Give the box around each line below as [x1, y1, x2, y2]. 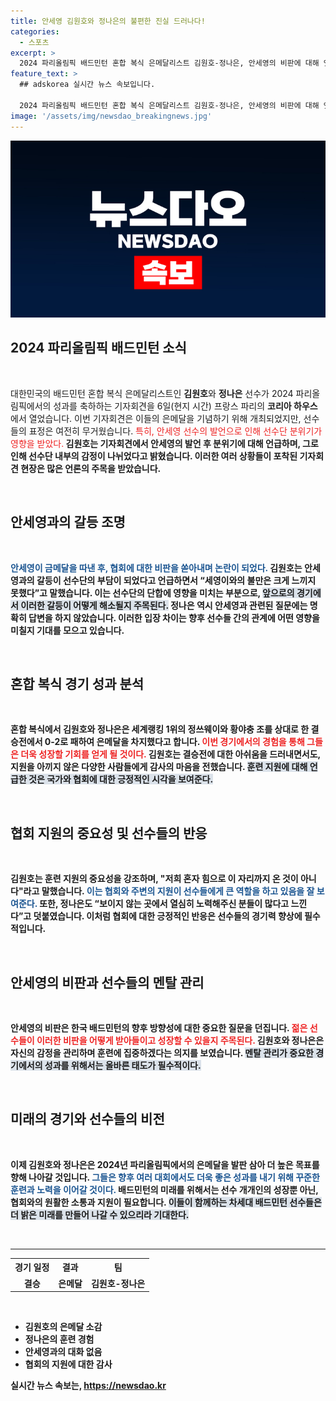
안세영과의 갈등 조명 [10, 514, 126, 531]
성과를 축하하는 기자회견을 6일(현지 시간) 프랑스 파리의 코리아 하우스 [53, 400, 318, 412]
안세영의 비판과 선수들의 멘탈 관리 [10, 974, 205, 991]
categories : [10, 26, 60, 37]
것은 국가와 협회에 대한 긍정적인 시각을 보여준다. [28, 773, 214, 785]
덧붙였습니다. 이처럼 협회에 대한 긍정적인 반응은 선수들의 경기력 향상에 [33, 910, 303, 922]
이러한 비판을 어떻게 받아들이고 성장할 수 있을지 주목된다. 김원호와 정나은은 [36, 1035, 325, 1047]
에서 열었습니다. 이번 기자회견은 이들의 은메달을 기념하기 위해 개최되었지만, [10, 412, 302, 424]
